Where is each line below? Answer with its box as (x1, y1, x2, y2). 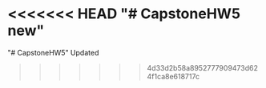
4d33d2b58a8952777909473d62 (147, 63, 258, 72)
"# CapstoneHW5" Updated (7, 48, 99, 57)
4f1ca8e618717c (147, 71, 200, 81)
